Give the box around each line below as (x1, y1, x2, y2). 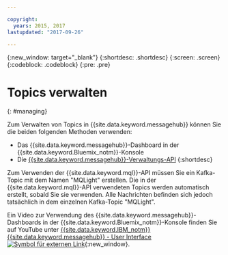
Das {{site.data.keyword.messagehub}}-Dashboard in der (16, 141, 180, 149)
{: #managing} (7, 107, 48, 116)
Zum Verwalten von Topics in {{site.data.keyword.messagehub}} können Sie (7, 120, 222, 129)
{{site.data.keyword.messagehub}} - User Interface (7, 233, 152, 241)
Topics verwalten (7, 85, 108, 100)
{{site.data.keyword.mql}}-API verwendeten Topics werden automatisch (7, 183, 210, 191)
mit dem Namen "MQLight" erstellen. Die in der (24, 176, 157, 185)
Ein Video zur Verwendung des (7, 211, 94, 219)
